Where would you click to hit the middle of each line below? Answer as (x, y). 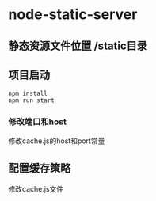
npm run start (32, 100)
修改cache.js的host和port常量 (57, 141)
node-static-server (73, 15)
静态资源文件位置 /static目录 (78, 46)
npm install (28, 94)
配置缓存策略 (40, 168)
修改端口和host (38, 122)
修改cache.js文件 (36, 188)
